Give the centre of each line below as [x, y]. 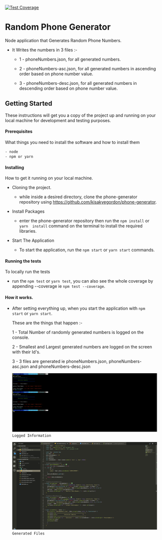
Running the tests [23, 261]
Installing [14, 167]
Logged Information [32, 436]
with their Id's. [26, 352]
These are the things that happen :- [47, 323]
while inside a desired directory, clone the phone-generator [78, 197]
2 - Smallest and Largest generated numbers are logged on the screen [82, 347]
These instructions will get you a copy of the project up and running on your [80, 115]
